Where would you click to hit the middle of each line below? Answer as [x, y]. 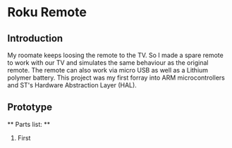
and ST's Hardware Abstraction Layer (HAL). [72, 85]
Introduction [35, 38]
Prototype [30, 107]
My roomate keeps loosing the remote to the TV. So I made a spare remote [115, 55]
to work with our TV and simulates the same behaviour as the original [108, 63]
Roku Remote [47, 12]
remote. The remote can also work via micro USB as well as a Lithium [108, 70]
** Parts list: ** [29, 124]
